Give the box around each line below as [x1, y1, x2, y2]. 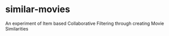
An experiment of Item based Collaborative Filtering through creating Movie [5, 20, 164, 26]
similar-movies [5, 4, 70, 15]
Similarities [5, 25, 29, 31]
